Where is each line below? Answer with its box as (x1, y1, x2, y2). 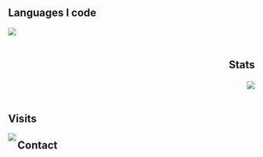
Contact (17, 138, 58, 152)
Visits (8, 111, 38, 125)
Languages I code (8, 6, 97, 20)
